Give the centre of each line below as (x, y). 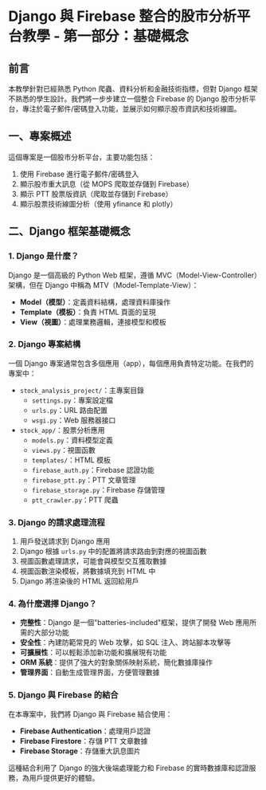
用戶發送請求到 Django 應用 (65, 541)
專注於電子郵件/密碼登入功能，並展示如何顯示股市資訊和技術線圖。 (131, 109)
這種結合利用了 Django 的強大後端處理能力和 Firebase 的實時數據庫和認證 (129, 768)
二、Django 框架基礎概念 (70, 232)
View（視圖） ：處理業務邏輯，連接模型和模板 (93, 322)
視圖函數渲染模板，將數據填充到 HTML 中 (88, 572)
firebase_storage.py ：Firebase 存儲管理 (98, 489)
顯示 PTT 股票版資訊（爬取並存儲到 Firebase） (96, 194)
